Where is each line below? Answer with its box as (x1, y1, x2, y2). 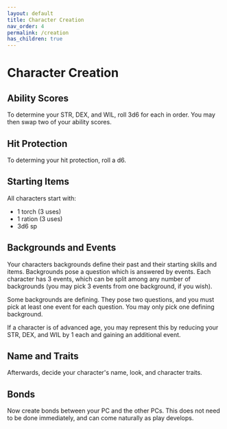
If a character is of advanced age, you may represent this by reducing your (7, 323, 219, 332)
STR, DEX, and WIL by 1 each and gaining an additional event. (7, 330, 181, 338)
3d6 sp (16, 222, 38, 230)
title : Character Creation (7, 16, 84, 23)
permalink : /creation (7, 29, 69, 36)
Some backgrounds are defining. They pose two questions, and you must (7, 295, 215, 303)
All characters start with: (7, 194, 77, 202)
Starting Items (7, 176, 70, 187)
